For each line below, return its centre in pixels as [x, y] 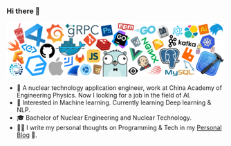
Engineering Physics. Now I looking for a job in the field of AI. [104, 95]
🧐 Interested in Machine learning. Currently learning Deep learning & [114, 102]
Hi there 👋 [24, 11]
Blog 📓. [27, 135]
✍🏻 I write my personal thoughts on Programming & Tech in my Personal [119, 128]
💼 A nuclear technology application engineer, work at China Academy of [119, 88]
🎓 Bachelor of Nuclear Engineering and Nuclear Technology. [104, 118]
